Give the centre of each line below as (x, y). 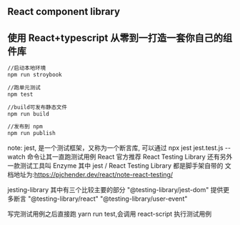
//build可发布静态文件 (37, 107)
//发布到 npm (25, 127)
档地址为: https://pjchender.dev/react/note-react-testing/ (90, 175)
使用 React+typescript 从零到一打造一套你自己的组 (120, 37)
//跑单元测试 (24, 87)
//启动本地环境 (27, 68)
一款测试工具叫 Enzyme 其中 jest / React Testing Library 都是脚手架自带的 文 (119, 166)
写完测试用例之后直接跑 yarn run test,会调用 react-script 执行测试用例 (110, 214)
